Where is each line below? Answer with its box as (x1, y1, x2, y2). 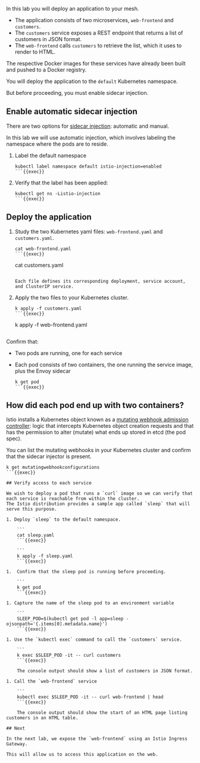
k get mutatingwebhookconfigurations (6, 465, 100, 471)
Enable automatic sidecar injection (6, 107, 138, 117)
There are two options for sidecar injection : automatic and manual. (6, 122, 170, 129)
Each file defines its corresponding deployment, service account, (14, 278, 186, 284)
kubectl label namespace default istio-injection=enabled (14, 163, 162, 169)
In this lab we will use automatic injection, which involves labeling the (6, 134, 176, 141)
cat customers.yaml (14, 261, 64, 268)
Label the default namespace (14, 152, 87, 159)
